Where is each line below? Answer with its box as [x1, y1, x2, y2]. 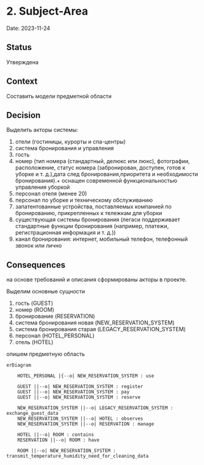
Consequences [6, 260, 66, 270]
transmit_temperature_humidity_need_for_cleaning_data [6, 453, 149, 460]
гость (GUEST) [15, 299, 54, 307]
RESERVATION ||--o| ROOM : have [17, 437, 100, 444]
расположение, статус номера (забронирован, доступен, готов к [15, 164, 186, 172]
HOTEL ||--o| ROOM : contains [17, 432, 95, 438]
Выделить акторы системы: [6, 126, 78, 134]
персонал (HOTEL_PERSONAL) [15, 332, 95, 340]
